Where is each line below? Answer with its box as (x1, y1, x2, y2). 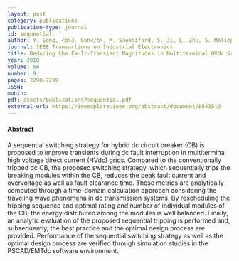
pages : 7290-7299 (7, 76, 59, 84)
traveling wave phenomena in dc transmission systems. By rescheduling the (7, 193, 230, 203)
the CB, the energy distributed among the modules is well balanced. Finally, (7, 209, 229, 218)
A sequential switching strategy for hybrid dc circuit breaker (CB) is (7, 141, 205, 149)
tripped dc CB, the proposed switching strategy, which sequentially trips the (7, 164, 230, 172)
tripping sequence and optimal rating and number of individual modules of (7, 201, 225, 210)
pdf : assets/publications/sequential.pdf (7, 97, 132, 104)
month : (7, 90, 27, 97)
